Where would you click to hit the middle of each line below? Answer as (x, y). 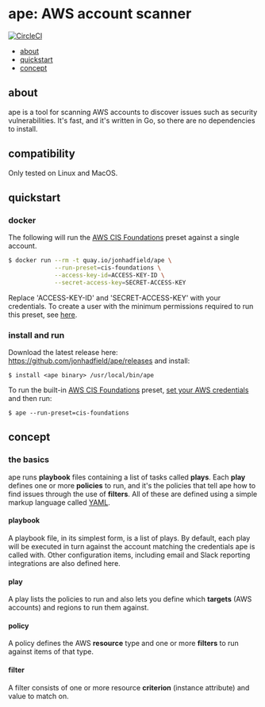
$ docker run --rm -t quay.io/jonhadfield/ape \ (90, 261)
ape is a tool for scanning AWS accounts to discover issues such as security (133, 112)
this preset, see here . (43, 315)
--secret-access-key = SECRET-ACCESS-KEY (120, 282)
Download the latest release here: (63, 353)
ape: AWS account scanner (100, 14)
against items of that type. (51, 652)
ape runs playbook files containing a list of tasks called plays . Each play (127, 477)
